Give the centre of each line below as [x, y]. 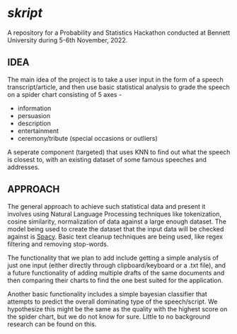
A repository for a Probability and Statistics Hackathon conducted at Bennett [119, 33]
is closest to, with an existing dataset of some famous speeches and [107, 159]
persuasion [34, 115]
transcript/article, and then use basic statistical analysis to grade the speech [118, 87]
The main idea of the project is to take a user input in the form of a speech [116, 79]
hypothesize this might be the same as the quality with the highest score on [117, 309]
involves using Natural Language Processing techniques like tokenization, [114, 214]
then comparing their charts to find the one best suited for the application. [115, 280]
